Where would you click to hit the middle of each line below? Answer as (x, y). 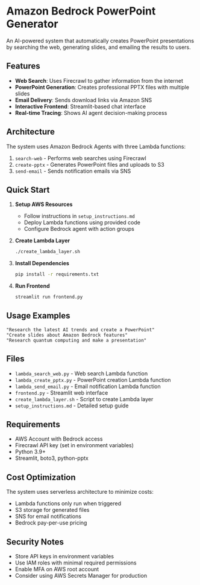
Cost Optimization (41, 477)
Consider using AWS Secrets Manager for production (81, 576)
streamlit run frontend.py (49, 297)
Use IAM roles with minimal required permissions (76, 563)
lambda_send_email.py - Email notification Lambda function (88, 386)
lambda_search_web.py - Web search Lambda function (81, 373)
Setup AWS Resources (44, 204)
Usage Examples (38, 316)
